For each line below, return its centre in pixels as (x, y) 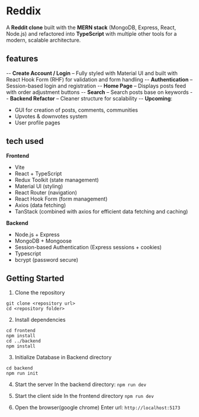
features (22, 59)
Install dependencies (40, 320)
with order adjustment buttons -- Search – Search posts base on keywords (97, 92)
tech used (25, 141)
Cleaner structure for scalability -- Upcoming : (116, 98)
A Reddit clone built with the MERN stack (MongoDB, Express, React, (91, 27)
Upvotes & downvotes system (51, 116)
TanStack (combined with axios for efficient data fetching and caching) (101, 211)
